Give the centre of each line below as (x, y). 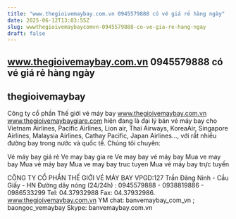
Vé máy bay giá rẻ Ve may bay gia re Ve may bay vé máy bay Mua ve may (114, 157)
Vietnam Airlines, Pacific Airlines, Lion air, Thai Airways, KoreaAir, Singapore (118, 128)
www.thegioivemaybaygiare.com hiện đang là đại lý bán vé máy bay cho (112, 121)
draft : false (26, 33)
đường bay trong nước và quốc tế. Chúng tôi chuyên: (84, 143)
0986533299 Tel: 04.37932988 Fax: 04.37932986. (81, 193)
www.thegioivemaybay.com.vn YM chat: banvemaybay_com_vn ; (101, 200)
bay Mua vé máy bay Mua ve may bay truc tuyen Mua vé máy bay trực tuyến (118, 164)
